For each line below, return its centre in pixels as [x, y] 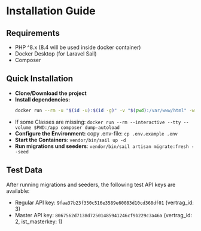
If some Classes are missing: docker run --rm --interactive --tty [98, 122]
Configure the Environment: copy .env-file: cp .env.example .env [96, 133]
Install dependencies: [42, 99]
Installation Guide [51, 11]
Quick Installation [40, 79]
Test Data [25, 170]
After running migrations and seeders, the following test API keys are [91, 184]
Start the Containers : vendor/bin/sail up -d [70, 140]
